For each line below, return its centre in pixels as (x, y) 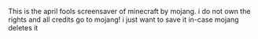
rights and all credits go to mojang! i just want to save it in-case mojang (123, 19)
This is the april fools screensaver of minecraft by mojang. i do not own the (129, 11)
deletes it (23, 28)
